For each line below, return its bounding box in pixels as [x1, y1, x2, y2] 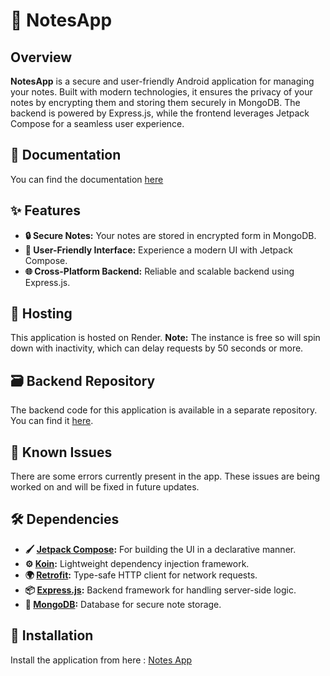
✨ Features [10, 202, 81, 219]
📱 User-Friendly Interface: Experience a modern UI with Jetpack [24, 244, 293, 256]
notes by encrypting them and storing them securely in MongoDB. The [10, 97, 301, 108]
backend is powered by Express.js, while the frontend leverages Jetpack [10, 107, 310, 119]
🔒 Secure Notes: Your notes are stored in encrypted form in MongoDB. [24, 229, 317, 241]
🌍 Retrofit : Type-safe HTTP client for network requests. [24, 569, 258, 581]
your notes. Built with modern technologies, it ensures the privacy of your [10, 86, 313, 98]
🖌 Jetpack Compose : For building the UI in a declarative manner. [24, 543, 297, 555]
